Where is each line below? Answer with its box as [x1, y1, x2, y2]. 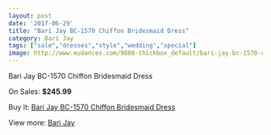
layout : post [8, 11, 52, 20]
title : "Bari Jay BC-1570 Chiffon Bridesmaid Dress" [8, 27, 190, 35]
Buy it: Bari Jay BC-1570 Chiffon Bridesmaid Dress [8, 102, 176, 112]
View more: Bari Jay [8, 118, 75, 127]
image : [8, 49, 31, 57]
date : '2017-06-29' [8, 19, 74, 27]
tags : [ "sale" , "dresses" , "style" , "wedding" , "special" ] [8, 42, 197, 50]
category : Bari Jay [8, 34, 74, 43]
